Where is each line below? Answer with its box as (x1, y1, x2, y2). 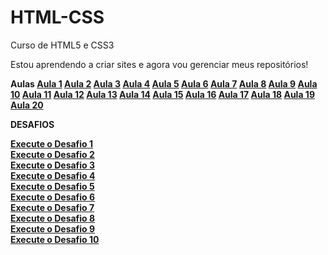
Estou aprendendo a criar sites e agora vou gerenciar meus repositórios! (10, 58, 309, 70)
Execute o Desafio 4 (10, 169, 96, 181)
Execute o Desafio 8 (10, 212, 96, 224)
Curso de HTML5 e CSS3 (10, 39, 115, 51)
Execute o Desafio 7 (10, 201, 95, 213)
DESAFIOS (10, 118, 55, 130)
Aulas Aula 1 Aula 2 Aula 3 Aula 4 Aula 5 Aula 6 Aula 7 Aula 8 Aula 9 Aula (10, 77, 318, 90)
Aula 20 (10, 99, 44, 111)
